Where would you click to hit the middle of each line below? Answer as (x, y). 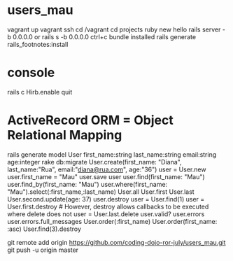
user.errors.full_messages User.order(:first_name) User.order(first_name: (112, 221)
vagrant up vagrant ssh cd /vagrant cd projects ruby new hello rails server (114, 29)
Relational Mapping (65, 135)
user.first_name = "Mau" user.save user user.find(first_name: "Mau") (106, 176)
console (31, 73)
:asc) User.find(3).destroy (44, 229)
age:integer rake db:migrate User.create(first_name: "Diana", (94, 162)
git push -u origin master (43, 250)
